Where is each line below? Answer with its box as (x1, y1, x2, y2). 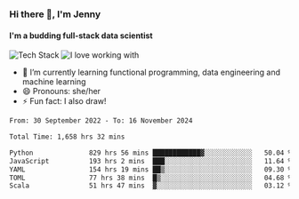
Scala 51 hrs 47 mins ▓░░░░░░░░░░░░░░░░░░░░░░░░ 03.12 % (9, 181, 293, 190)
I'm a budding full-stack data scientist (9, 30, 153, 41)
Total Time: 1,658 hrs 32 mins (9, 132, 125, 141)
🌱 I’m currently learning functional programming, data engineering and (21, 67, 281, 78)
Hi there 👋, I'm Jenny (9, 8, 101, 20)
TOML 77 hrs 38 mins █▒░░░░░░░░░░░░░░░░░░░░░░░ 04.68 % (9, 173, 293, 182)
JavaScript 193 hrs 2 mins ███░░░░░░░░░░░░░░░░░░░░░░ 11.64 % (9, 156, 293, 165)
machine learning (21, 76, 86, 87)
